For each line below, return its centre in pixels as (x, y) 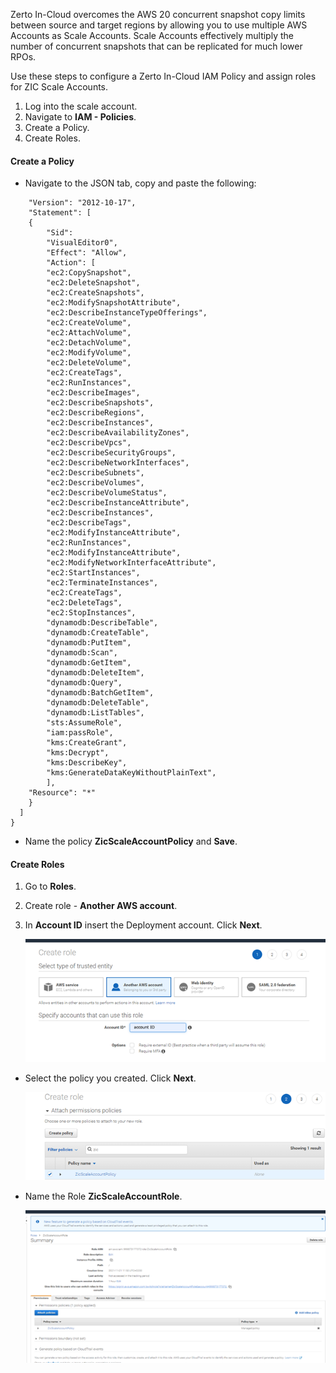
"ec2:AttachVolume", (89, 333)
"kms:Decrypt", (78, 753)
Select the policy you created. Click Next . (110, 1078)
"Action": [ (71, 263)
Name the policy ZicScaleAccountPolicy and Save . (131, 841)
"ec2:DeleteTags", (84, 603)
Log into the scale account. (81, 106)
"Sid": (60, 233)
